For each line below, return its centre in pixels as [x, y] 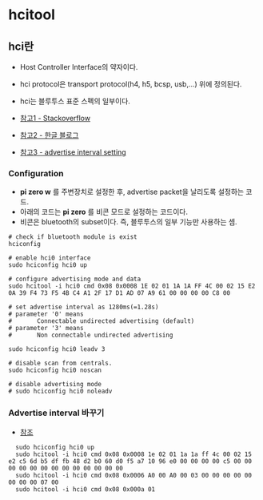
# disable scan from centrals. [60, 363]
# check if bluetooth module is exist [73, 237]
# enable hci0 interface [50, 258]
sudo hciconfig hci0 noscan [55, 370]
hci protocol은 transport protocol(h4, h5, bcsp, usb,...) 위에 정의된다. [131, 84]
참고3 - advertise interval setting [73, 152]
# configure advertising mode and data [75, 279]
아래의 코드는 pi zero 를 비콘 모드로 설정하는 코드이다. [104, 212]
